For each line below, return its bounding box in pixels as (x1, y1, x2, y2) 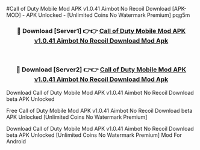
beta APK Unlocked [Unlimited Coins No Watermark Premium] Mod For (6, 131, 183, 139)
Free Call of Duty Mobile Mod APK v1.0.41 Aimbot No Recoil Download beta (6, 107, 193, 114)
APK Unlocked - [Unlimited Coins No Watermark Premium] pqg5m (26, 11, 190, 19)
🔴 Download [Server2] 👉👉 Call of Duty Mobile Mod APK (16, 65, 187, 74)
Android (6, 137, 26, 145)
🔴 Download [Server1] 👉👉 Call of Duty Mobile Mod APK (17, 26, 186, 35)
